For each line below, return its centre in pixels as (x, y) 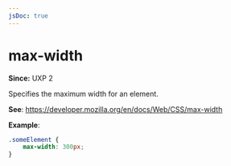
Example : (24, 125)
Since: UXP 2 (31, 78)
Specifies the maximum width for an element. (83, 93)
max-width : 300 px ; (54, 147)
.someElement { (34, 139)
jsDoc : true (28, 16)
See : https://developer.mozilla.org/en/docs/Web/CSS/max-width (115, 109)
